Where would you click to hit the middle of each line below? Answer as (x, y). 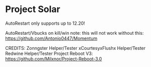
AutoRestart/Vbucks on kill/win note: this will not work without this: (74, 33)
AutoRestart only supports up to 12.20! (45, 23)
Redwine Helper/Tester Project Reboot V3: (49, 53)
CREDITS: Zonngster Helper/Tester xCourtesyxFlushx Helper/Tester (75, 48)
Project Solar (33, 9)
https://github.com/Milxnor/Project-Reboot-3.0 (54, 58)
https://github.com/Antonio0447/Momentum (51, 38)
